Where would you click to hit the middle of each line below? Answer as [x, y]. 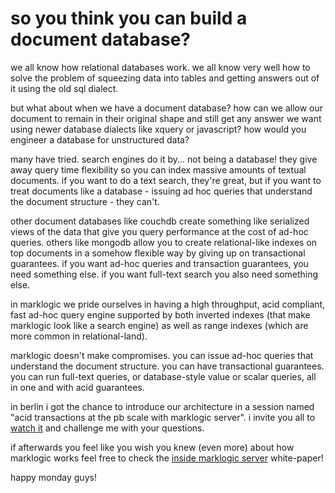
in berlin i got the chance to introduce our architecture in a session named [162, 406]
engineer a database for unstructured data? [100, 139]
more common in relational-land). [79, 336]
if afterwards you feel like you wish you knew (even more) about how [152, 447]
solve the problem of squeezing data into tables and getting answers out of [165, 78]
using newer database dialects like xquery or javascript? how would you [158, 129]
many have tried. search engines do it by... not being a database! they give [164, 159]
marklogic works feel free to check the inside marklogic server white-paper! [167, 458]
